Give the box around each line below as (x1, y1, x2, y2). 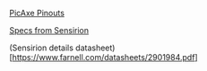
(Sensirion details (9, 42, 74, 53)
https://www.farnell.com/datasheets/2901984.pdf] (12, 52, 199, 62)
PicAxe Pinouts (9, 8, 65, 18)
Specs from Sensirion (9, 25, 90, 35)
